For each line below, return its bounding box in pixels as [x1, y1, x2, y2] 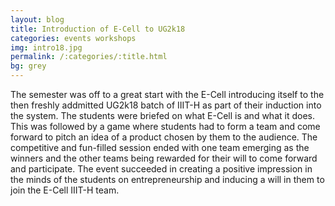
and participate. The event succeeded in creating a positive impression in [10, 163, 313, 175]
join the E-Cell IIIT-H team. [10, 184, 120, 196]
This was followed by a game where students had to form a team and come [10, 121, 321, 132]
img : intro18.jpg [10, 42, 83, 53]
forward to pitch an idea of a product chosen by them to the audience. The [10, 131, 318, 143]
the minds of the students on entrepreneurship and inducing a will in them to [10, 174, 325, 185]
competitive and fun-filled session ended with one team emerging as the [10, 142, 310, 153]
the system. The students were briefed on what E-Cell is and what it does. [10, 110, 315, 121]
